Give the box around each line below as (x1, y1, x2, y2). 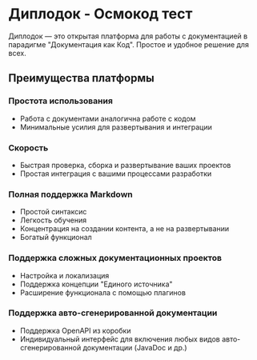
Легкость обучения (19, 215, 87, 225)
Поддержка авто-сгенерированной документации (8, 307, 218, 318)
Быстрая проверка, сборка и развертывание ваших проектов (19, 160, 231, 170)
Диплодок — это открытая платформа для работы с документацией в (8, 31, 248, 41)
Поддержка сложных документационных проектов (8, 253, 223, 264)
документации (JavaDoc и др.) (82, 342, 187, 352)
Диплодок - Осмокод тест (8, 5, 193, 23)
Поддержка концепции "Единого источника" (19, 279, 174, 289)
